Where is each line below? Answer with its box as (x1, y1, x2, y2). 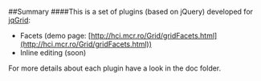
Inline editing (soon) (19, 48, 87, 57)
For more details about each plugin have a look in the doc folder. (8, 63, 222, 73)
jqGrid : (8, 15, 31, 25)
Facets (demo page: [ (19, 31, 92, 40)
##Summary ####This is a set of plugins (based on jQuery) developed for (8, 7, 254, 16)
